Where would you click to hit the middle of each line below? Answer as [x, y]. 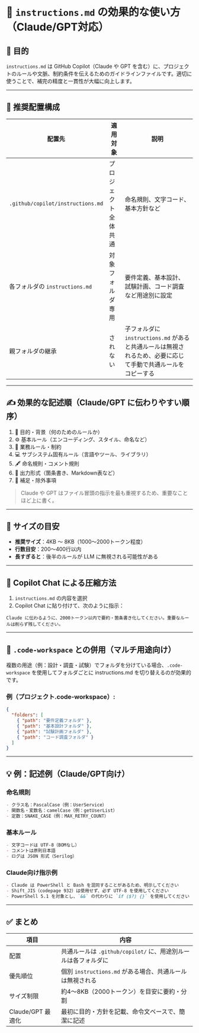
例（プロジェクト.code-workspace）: [61, 696]
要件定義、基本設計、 [155, 277]
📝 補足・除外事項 [35, 480]
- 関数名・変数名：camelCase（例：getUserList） [62, 810]
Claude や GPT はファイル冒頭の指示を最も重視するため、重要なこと [104, 493]
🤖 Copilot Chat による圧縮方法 [61, 583]
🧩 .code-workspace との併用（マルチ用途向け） [91, 650]
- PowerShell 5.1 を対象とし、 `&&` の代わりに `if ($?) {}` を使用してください [98, 896]
